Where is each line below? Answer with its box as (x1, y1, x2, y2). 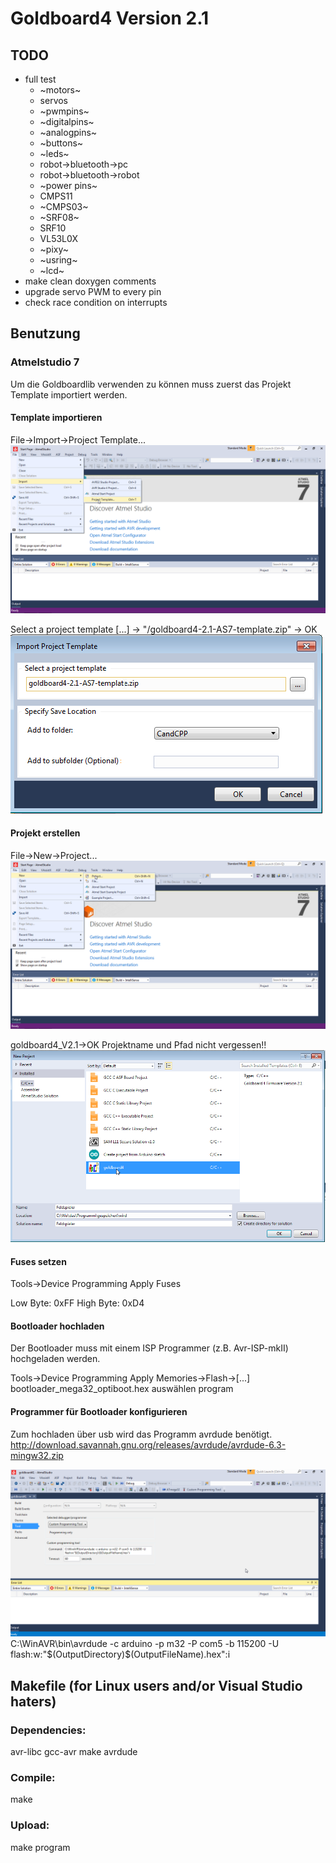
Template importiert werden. (10, 388, 128, 401)
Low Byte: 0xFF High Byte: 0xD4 (10, 1297, 145, 1309)
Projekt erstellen (10, 827, 81, 839)
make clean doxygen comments (24, 275, 157, 287)
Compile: (10, 1771, 56, 1784)
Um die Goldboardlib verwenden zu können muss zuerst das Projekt (10, 378, 292, 390)
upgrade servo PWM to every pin (24, 286, 162, 297)
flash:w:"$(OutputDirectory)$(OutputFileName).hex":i (10, 1648, 231, 1661)
